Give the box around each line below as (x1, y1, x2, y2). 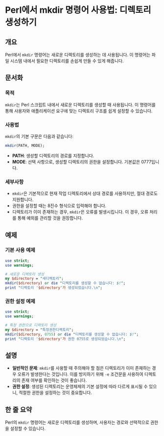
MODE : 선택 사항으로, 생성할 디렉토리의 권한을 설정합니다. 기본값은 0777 (12, 159, 152, 164)
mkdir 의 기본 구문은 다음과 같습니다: (5, 133, 74, 139)
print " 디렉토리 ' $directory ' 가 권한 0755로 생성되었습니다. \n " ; (5, 336, 126, 341)
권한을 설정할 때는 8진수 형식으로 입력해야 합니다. (12, 203, 107, 209)
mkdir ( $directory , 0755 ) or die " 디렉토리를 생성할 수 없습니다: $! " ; (5, 332, 139, 337)
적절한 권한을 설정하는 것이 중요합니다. (19, 390, 92, 396)
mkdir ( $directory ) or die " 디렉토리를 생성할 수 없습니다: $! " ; (5, 281, 126, 286)
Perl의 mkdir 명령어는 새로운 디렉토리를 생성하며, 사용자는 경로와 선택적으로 (5, 419, 149, 425)
